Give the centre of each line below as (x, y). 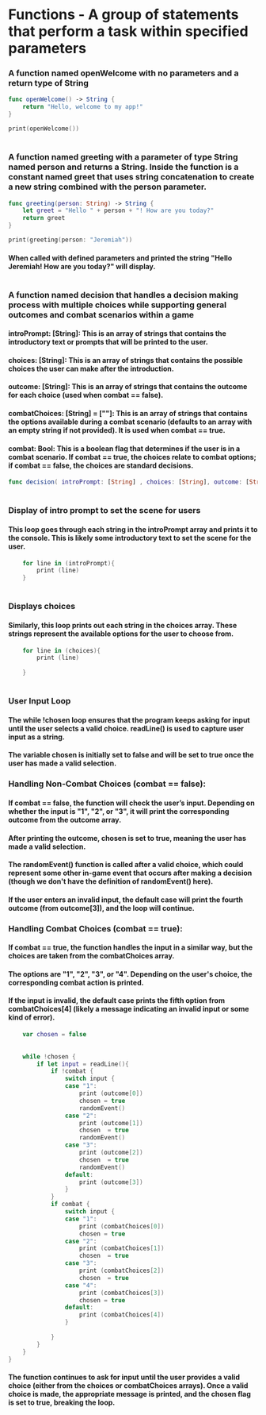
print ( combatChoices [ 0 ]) (122, 1226)
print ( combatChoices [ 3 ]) (122, 1293)
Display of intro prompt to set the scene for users (104, 511)
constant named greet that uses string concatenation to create (131, 177)
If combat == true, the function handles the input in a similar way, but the (131, 947)
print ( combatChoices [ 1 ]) (122, 1248)
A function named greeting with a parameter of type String (123, 157)
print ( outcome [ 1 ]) (111, 1123)
